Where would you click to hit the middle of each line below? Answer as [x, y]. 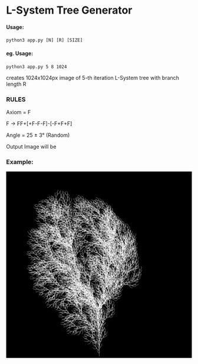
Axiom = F [19, 112]
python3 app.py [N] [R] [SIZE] [44, 40]
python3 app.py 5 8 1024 [37, 67]
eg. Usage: [20, 53]
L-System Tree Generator [69, 10]
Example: [20, 162]
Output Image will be [31, 146]
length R [16, 84]
